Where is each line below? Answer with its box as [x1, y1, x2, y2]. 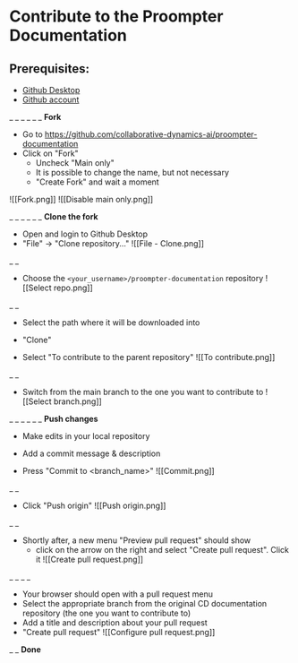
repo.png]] [53, 282, 94, 293]
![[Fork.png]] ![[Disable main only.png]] [9, 194, 154, 204]
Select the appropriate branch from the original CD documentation [21, 598, 268, 608]
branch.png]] [53, 396, 103, 407]
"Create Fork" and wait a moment [35, 177, 159, 187]
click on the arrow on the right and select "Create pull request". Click [35, 545, 289, 555]
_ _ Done [9, 644, 42, 655]
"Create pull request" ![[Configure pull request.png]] [21, 627, 216, 637]
